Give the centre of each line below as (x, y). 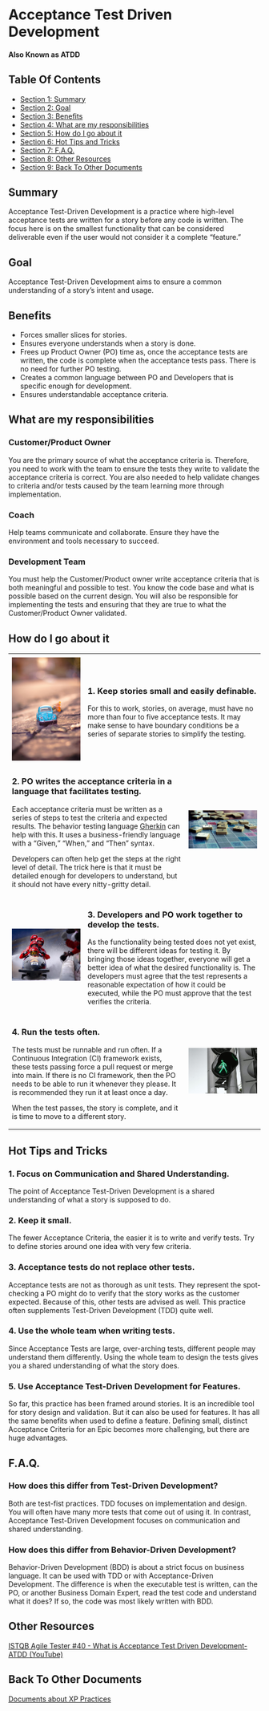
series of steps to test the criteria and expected (90, 817)
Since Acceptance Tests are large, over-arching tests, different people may (132, 1348)
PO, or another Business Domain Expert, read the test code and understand (132, 1593)
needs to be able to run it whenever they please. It (94, 1084)
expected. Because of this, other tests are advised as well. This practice (127, 1302)
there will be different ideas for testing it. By (159, 951)
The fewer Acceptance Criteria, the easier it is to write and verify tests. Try (131, 1238)
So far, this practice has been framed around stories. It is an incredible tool (131, 1404)
